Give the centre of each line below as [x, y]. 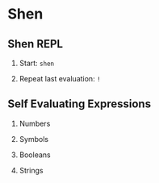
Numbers [35, 123]
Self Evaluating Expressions [79, 104]
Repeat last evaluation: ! [60, 79]
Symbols [34, 139]
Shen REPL [36, 44]
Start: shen [36, 63]
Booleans [35, 155]
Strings [31, 170]
